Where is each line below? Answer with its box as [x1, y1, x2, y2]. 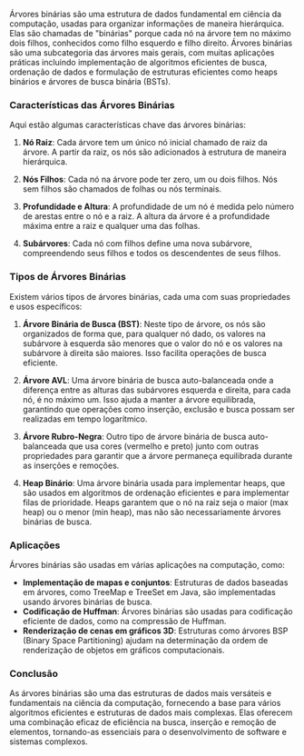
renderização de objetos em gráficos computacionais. [22, 644, 225, 655]
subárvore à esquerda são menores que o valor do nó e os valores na [22, 337, 283, 349]
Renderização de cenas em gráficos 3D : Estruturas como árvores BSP [22, 625, 289, 636]
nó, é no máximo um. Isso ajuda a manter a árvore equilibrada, [22, 393, 256, 404]
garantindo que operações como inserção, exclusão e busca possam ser [22, 403, 295, 414]
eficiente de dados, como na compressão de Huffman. [22, 615, 227, 626]
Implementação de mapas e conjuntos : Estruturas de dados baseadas [22, 577, 289, 588]
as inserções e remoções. [22, 460, 120, 471]
